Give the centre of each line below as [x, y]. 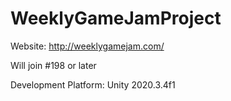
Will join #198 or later [53, 65]
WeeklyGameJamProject [116, 18]
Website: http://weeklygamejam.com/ [87, 46]
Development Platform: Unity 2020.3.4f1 [93, 84]
